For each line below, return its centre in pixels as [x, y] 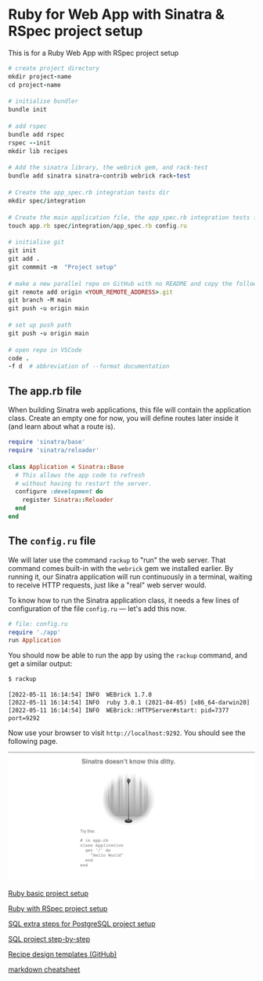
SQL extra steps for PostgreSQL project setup [82, 924]
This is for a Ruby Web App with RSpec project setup [94, 53]
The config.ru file [52, 541]
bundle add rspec [36, 134]
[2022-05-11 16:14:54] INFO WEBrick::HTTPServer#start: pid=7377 [119, 711]
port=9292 [24, 719]
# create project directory [54, 68]
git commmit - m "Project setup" [63, 267]
